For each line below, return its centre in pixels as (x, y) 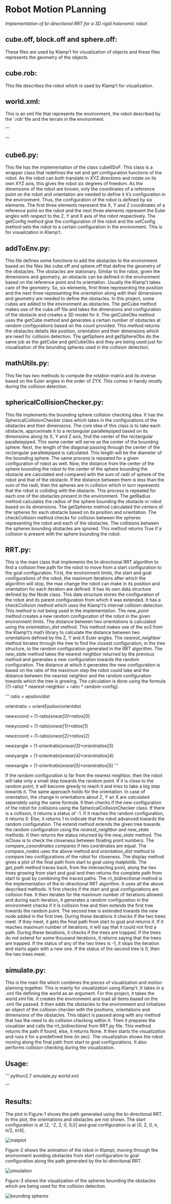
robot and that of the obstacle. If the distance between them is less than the (85, 480)
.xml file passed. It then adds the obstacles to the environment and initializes (85, 1004)
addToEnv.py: (28, 248)
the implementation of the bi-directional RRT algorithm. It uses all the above (84, 884)
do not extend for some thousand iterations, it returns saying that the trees (83, 938)
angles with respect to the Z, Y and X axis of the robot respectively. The (80, 216)
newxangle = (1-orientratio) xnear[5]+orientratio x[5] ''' (62, 766)
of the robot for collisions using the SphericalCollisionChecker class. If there (85, 808)
